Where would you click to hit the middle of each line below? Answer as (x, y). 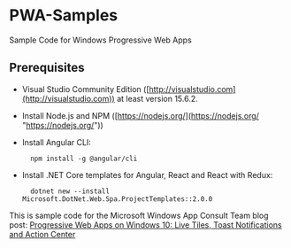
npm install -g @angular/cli (84, 159)
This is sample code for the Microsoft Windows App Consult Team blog (139, 215)
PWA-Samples (63, 15)
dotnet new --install (70, 191)
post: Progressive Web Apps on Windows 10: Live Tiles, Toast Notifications (145, 225)
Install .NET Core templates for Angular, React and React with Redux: (147, 174)
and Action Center (42, 234)
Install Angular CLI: (56, 142)
